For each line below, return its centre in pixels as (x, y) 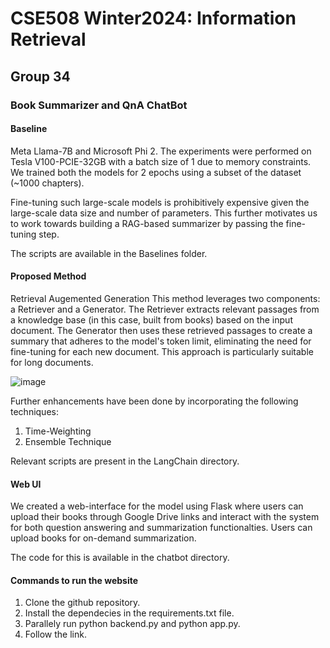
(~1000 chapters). (47, 183)
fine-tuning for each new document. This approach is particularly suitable (162, 351)
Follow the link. (55, 634)
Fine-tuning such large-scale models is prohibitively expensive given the (160, 202)
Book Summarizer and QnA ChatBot (99, 105)
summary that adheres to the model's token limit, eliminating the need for (161, 341)
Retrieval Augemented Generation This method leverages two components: (165, 298)
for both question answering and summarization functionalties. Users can (161, 528)
